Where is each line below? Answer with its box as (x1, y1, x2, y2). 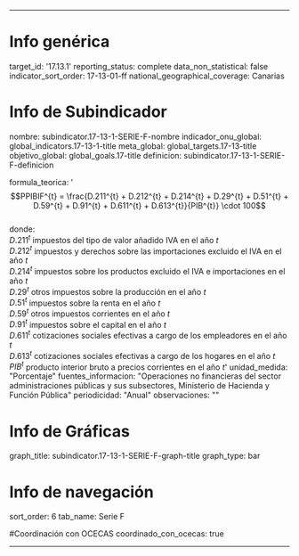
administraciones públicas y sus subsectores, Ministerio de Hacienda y (9, 380, 270, 391)
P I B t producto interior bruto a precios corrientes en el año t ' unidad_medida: (9, 360, 288, 372)
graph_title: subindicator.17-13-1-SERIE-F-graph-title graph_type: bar (9, 451, 261, 462)
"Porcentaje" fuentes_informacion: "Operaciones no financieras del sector (9, 371, 282, 381)
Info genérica (9, 32, 110, 52)
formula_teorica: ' (9, 176, 74, 187)
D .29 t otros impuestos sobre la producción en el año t (9, 284, 206, 297)
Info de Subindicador (9, 102, 167, 122)
